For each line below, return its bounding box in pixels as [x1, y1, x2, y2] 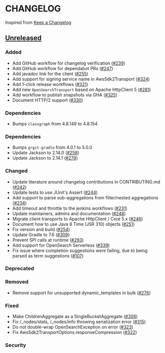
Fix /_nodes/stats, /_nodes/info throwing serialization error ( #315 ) [12, 319, 146, 325]
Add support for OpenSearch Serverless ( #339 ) [12, 242, 110, 248]
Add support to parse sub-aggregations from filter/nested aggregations [12, 194, 159, 200]
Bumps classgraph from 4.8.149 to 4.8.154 [12, 120, 98, 127]
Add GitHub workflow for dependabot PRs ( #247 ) [12, 65, 113, 71]
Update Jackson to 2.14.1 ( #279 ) [12, 155, 78, 161]
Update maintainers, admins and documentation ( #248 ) [12, 210, 126, 216]
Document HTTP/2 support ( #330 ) [12, 97, 83, 103]
